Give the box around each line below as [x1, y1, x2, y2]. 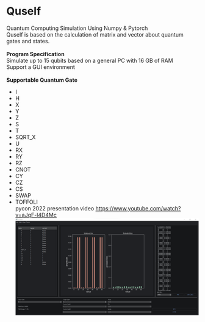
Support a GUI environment [6, 63, 75, 71]
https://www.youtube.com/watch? [95, 204, 181, 212]
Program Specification [6, 50, 65, 57]
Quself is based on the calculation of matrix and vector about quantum [6, 30, 184, 38]
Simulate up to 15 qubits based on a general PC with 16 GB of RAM [6, 57, 173, 64]
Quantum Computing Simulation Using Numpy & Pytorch [6, 24, 148, 32]
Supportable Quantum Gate [6, 76, 78, 84]
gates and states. [6, 37, 50, 45]
